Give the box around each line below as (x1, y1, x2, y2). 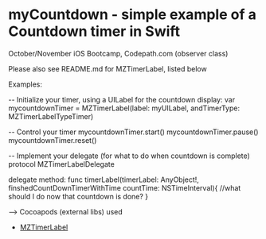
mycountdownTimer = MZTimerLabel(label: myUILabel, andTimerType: (8, 103, 241, 113)
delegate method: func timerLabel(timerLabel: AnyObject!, (8, 175, 199, 184)
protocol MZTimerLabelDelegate (8, 159, 115, 168)
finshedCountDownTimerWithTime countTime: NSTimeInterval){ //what (8, 183, 241, 192)
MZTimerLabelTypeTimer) (8, 111, 94, 121)
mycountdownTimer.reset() (8, 135, 97, 145)
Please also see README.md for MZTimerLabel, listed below (8, 64, 207, 73)
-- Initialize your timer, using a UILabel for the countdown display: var (8, 94, 236, 104)
